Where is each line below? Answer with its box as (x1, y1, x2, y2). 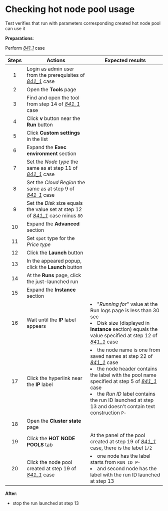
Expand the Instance (26, 286, 76, 293)
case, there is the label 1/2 (89, 444, 152, 451)
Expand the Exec (26, 144, 66, 151)
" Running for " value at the (96, 300, 158, 307)
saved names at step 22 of (89, 352, 153, 359)
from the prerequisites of (26, 71, 85, 78)
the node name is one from (96, 346, 160, 353)
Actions (46, 57, 66, 64)
